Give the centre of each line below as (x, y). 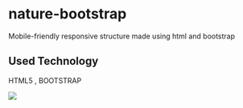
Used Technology (54, 61)
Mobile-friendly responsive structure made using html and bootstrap (122, 36)
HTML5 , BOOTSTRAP (45, 80)
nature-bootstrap (68, 14)
